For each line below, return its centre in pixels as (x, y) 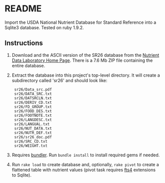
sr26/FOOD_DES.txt (33, 111)
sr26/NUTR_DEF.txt (33, 133)
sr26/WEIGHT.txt (31, 146)
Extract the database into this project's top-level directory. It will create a (86, 75)
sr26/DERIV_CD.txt (33, 102)
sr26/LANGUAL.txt (32, 124)
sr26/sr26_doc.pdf (33, 137)
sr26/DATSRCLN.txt (33, 98)
